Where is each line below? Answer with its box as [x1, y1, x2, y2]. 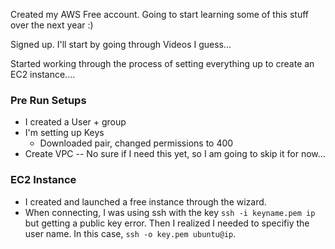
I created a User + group [24, 116, 127, 128]
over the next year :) [10, 19, 94, 31]
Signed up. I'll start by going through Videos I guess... [10, 39, 232, 50]
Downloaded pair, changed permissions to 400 [39, 137, 234, 149]
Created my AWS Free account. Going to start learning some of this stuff [10, 9, 309, 20]
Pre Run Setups [10, 93, 87, 107]
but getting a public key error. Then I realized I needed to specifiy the [24, 217, 310, 229]
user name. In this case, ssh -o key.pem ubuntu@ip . [24, 227, 237, 239]
